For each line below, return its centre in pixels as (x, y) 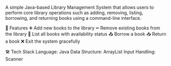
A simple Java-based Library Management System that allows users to (80, 7)
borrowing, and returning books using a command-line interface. (73, 18)
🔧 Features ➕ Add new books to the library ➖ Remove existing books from (83, 28)
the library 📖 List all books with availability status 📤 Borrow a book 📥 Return (86, 34)
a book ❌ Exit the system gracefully (43, 41)
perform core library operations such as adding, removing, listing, (74, 13)
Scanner (14, 59)
